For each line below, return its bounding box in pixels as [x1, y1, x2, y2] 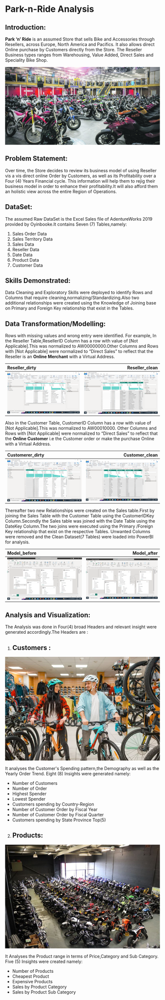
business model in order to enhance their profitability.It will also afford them [5, 183, 158, 189]
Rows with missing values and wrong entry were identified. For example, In [5, 333, 157, 339]
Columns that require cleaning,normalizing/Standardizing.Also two [5, 295, 139, 301]
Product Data [12, 257, 39, 263]
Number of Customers [12, 780, 58, 786]
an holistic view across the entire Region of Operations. [5, 189, 117, 194]
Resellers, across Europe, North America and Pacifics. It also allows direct [5, 41, 155, 47]
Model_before [7, 550, 37, 556]
